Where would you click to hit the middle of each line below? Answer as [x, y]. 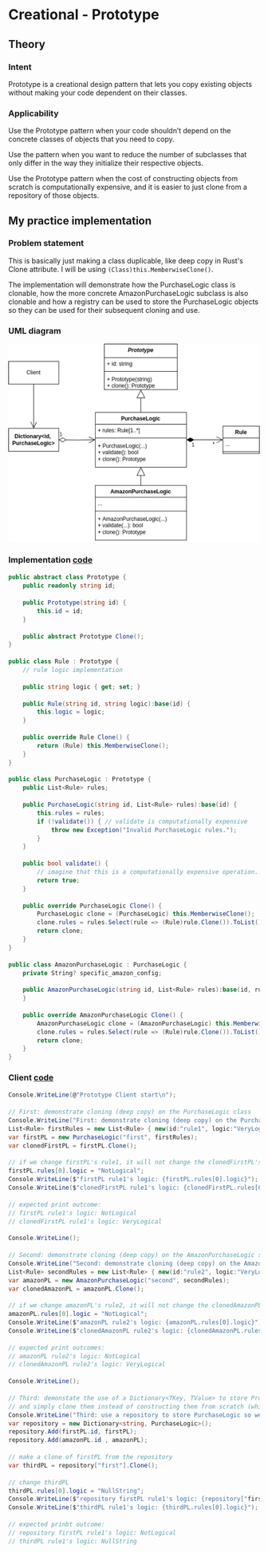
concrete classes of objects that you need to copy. [92, 139]
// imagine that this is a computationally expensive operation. [148, 872]
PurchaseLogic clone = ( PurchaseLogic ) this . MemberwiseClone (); [146, 914]
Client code [31, 1077]
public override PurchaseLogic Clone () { [92, 906]
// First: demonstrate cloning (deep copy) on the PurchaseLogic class [130, 1112]
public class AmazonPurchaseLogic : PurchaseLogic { [98, 964]
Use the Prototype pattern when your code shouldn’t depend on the [120, 131]
